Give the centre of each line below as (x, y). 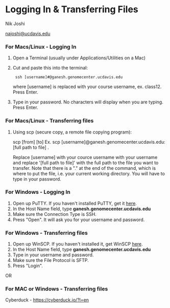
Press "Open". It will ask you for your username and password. (79, 219)
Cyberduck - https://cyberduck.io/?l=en (47, 300)
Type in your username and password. (53, 255)
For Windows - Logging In (38, 192)
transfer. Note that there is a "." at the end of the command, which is (84, 168)
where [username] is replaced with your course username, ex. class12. (87, 87)
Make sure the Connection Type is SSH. (55, 214)
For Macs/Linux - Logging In (41, 47)
